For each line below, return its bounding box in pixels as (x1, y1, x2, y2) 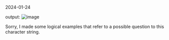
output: (5, 14, 20, 19)
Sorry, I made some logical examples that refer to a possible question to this (5, 23, 164, 29)
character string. (5, 29, 40, 34)
